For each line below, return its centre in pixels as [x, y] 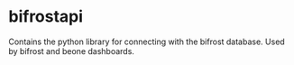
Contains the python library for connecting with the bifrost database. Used [147, 42]
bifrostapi [46, 17]
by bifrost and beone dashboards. [71, 51]
